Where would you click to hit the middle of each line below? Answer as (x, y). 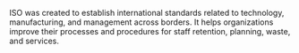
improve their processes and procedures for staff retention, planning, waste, (150, 31)
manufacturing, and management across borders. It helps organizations (141, 22)
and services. (34, 41)
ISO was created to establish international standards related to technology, (147, 13)
